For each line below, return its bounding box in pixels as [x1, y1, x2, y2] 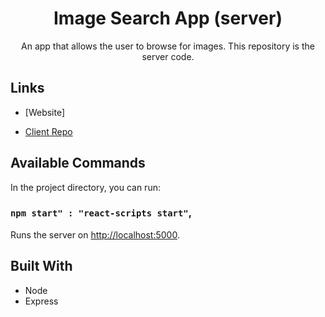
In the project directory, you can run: [10, 181, 161, 193]
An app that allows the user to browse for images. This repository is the [21, 40, 315, 52]
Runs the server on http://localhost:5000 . [10, 228, 180, 241]
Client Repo [24, 125, 73, 137]
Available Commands [10, 155, 146, 172]
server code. [141, 50, 195, 62]
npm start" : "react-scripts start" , [10, 206, 193, 220]
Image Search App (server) [53, 7, 283, 30]
